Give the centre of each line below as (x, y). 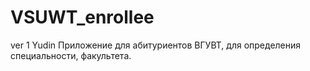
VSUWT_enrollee (82, 17)
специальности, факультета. (71, 55)
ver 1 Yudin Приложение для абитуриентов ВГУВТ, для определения (156, 45)
